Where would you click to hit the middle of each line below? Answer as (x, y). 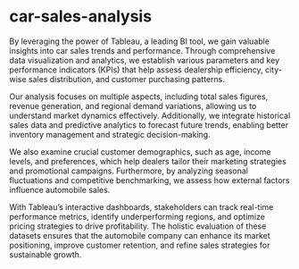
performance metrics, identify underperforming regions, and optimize (137, 216)
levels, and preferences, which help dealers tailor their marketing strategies (148, 161)
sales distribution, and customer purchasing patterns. (126, 79)
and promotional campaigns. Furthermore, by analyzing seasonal (129, 171)
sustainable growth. (46, 254)
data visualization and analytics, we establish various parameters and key (144, 60)
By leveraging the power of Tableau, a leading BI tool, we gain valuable (140, 41)
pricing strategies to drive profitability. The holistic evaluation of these (138, 226)
